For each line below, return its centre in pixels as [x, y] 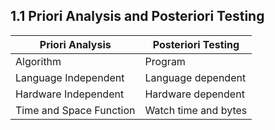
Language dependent [195, 77]
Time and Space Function [75, 110]
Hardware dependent [194, 94]
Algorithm [38, 61]
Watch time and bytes [196, 110]
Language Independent [70, 77]
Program [165, 61]
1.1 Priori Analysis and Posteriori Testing [137, 16]
